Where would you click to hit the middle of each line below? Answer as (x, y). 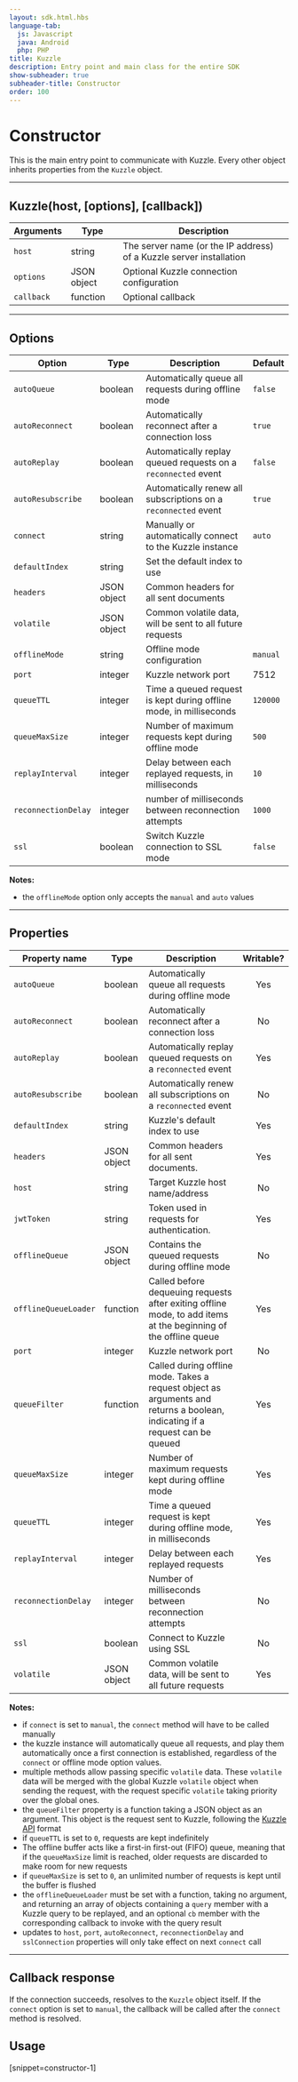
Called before (177, 1280)
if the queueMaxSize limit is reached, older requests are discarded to (145, 1856)
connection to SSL (184, 847)
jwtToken (32, 1219)
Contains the (175, 1244)
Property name (54, 958)
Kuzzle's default (182, 1120)
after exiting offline (188, 1303)
